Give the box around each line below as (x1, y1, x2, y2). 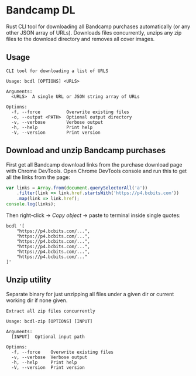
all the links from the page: (6, 174, 70, 181)
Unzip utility (6, 275, 51, 285)
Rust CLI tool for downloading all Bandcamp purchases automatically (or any (6, 23, 191, 30)
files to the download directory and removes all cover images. (6, 35, 155, 42)
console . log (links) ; (6, 201, 57, 207)
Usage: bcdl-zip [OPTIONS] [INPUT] (6, 318, 93, 324)
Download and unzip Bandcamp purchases (6, 145, 166, 155)
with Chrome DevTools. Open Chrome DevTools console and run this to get (6, 167, 187, 174)
